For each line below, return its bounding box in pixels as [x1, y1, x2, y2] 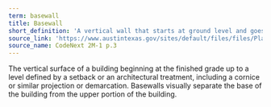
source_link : [8, 34, 52, 43]
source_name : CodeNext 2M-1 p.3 [8, 42, 117, 50]
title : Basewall [8, 19, 63, 27]
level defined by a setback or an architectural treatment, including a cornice [8, 72, 261, 82]
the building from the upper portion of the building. [8, 89, 177, 99]
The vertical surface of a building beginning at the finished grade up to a [8, 64, 249, 73]
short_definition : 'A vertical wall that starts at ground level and [8, 27, 248, 35]
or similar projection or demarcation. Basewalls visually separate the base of [8, 81, 262, 91]
